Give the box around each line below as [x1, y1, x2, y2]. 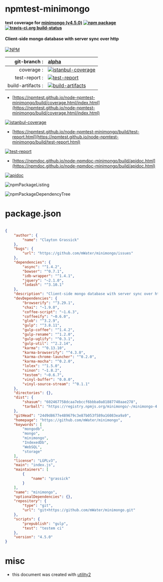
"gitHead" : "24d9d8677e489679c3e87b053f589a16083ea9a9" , [14, 413, 131, 418]
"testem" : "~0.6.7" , [22, 372, 64, 378]
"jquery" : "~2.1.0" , [22, 278, 64, 283]
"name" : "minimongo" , [14, 489, 57, 495]
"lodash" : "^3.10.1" [22, 283, 64, 287]
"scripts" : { [14, 517, 40, 521]
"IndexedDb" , [22, 440, 49, 445]
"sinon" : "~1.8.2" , [22, 368, 62, 373]
